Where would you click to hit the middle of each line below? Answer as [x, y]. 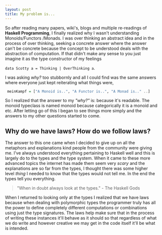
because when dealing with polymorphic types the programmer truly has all [81, 203]
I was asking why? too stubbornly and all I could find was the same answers [81, 77]
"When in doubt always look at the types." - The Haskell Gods [78, 188]
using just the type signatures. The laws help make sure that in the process [80, 213]
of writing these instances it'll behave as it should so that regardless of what [81, 218]
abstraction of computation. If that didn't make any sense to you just [73, 53]
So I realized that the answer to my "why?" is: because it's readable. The [77, 101]
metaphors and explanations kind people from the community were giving [79, 148]
